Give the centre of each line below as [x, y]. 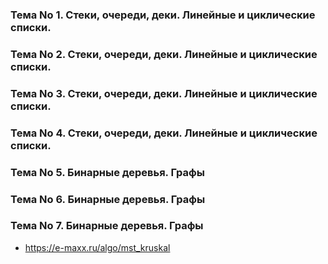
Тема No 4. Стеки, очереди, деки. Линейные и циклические [164, 133]
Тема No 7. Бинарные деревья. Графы [107, 226]
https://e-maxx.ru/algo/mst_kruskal [97, 247]
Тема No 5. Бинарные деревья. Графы [107, 172]
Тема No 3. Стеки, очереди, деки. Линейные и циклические [164, 93]
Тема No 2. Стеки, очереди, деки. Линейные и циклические [164, 54]
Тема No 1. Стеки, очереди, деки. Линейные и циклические [163, 15]
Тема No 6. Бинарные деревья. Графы [108, 199]
